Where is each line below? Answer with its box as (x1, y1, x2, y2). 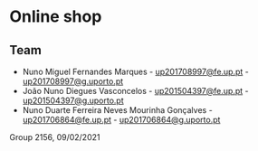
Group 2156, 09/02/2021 (9, 132, 100, 142)
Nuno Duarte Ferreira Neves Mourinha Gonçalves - (22, 105, 213, 115)
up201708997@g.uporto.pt (22, 76, 124, 87)
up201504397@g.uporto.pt (22, 95, 124, 106)
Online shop (9, 6, 102, 27)
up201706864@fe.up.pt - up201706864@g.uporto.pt (22, 115, 221, 125)
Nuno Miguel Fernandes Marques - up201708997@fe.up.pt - (22, 66, 249, 77)
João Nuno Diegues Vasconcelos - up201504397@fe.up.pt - (22, 86, 249, 96)
